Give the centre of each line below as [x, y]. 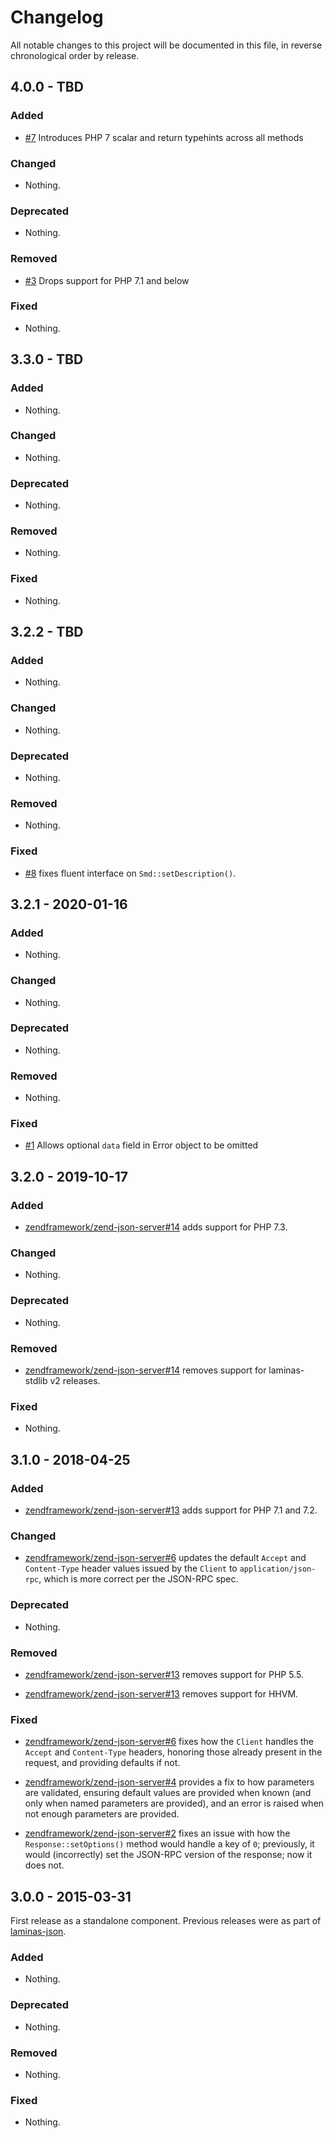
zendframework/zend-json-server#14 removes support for [145, 1370]
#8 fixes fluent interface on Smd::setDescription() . [130, 873]
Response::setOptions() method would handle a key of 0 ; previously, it [169, 1844]
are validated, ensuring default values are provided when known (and [168, 1793]
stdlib [36, 1381]
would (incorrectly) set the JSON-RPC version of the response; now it [168, 1855]
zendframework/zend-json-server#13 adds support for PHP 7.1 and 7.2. [171, 1510]
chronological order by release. [75, 55]
